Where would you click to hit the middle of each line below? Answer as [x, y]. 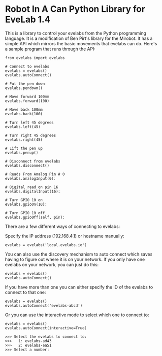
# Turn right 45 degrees [31, 135]
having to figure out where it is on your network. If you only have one [75, 259]
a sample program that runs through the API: [50, 49]
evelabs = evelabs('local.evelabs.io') [46, 245]
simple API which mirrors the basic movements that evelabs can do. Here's [81, 43]
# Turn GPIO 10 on [24, 200]
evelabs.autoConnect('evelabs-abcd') [44, 306]
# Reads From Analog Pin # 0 [35, 174]
